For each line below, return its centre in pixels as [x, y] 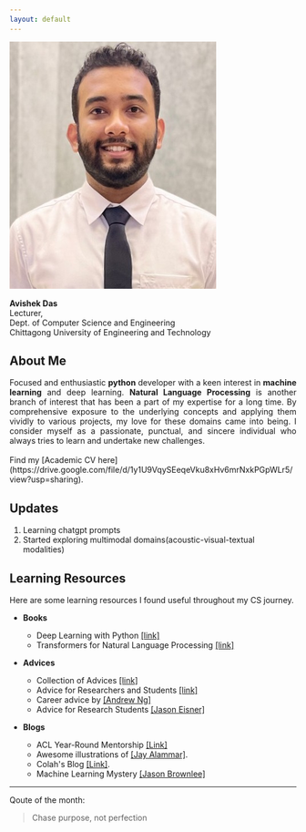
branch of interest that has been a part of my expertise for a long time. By [153, 402]
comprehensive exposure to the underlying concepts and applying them [153, 412]
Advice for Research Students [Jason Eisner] [120, 710]
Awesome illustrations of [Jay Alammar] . [112, 755]
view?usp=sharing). [46, 479]
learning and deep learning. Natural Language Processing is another [153, 393]
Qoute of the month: [47, 800]
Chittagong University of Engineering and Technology [110, 332]
